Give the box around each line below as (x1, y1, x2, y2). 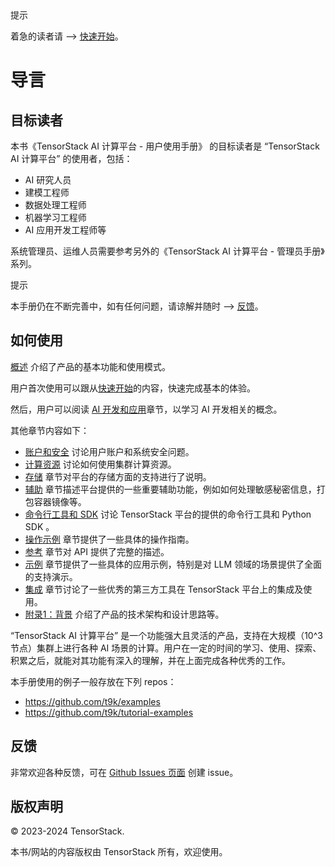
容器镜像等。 (33, 495, 87, 507)
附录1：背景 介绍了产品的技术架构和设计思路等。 (24, 608, 225, 620)
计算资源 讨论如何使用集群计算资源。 (24, 458, 177, 470)
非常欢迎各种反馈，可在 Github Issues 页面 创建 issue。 (10, 766, 239, 778)
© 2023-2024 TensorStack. (10, 825, 125, 837)
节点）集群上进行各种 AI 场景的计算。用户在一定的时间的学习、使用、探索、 (10, 642, 322, 654)
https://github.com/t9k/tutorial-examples (24, 706, 194, 718)
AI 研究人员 (24, 174, 72, 186)
